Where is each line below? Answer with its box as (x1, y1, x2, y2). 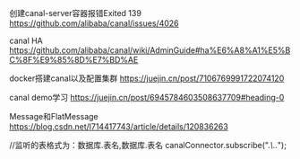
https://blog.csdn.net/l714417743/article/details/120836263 (9, 121, 228, 132)
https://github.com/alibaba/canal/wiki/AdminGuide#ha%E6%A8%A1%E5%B (9, 45, 291, 56)
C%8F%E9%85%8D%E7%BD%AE (9, 55, 139, 65)
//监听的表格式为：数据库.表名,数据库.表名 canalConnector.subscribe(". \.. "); (9, 140, 287, 150)
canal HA (9, 35, 43, 46)
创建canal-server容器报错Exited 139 (9, 8, 141, 18)
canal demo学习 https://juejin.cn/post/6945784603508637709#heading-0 (9, 93, 285, 102)
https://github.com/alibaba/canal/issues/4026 (9, 18, 179, 29)
